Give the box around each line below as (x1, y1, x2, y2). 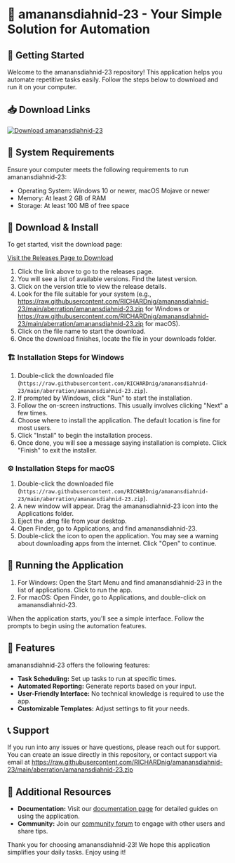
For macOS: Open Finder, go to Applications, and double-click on (17, 593, 206, 602)
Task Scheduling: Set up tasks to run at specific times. (17, 674, 177, 682)
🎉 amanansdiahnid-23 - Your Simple (7, 6, 222, 22)
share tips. (17, 827, 48, 836)
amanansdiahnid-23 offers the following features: (7, 661, 150, 669)
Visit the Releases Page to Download (7, 254, 114, 262)
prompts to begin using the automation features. (7, 621, 147, 630)
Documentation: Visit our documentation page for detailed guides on (17, 805, 219, 813)
